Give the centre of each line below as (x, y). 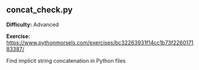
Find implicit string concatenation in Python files (66, 60)
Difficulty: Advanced (33, 24)
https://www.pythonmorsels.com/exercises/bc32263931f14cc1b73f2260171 (100, 42)
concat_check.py (39, 10)
